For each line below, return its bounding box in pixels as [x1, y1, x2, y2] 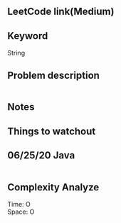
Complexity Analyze [7, 181, 100, 193]
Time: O [7, 200, 31, 209]
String [7, 49, 26, 58]
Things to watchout [7, 125, 96, 137]
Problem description [7, 69, 100, 81]
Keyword [7, 30, 48, 42]
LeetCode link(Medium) [7, 6, 115, 18]
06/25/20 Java [7, 149, 75, 162]
